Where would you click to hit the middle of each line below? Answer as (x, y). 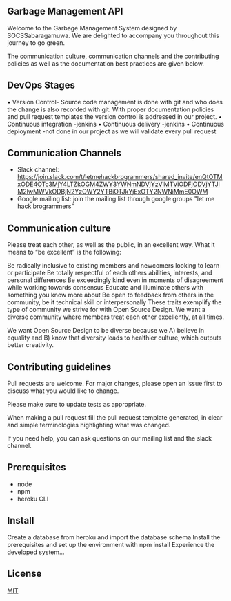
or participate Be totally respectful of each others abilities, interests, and (110, 273)
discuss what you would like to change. (63, 391)
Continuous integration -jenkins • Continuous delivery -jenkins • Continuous (115, 124)
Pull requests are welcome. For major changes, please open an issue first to (115, 384)
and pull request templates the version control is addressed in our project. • (115, 116)
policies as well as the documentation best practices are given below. (106, 63)
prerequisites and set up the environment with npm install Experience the (111, 544)
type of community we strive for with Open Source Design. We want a (106, 310)
